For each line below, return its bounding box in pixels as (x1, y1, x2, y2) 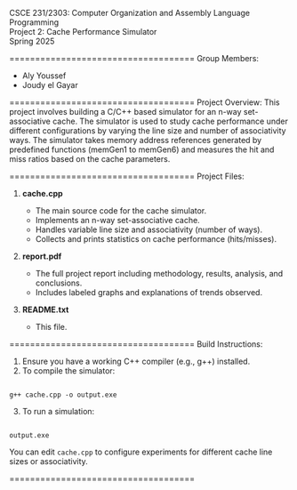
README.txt (21, 304, 69, 315)
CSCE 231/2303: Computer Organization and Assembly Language (9, 8, 251, 18)
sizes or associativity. (9, 456, 89, 466)
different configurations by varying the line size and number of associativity (9, 125, 286, 136)
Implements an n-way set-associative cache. (35, 215, 200, 225)
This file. (35, 322, 68, 332)
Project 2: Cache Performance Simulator (9, 27, 157, 36)
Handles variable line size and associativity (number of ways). (35, 224, 263, 235)
